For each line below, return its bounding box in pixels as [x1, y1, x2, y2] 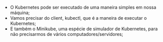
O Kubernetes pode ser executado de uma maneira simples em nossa [10, 5, 156, 10]
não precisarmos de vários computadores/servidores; [10, 31, 123, 37]
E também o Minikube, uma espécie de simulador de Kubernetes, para [10, 26, 158, 32]
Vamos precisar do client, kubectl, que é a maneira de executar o [10, 15, 147, 21]
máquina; [10, 10, 30, 16]
